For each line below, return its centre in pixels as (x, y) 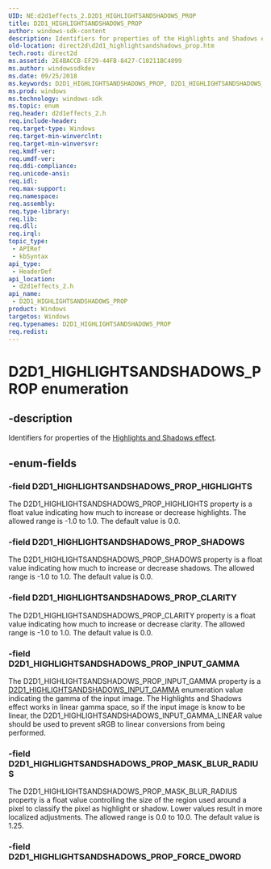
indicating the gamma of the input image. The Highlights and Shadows (125, 698)
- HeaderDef (32, 272)
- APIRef (27, 249)
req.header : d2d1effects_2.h (57, 114)
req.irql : (25, 234)
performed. (27, 732)
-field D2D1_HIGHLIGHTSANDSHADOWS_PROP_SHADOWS (127, 542)
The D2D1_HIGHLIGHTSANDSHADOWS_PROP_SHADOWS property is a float (135, 559)
